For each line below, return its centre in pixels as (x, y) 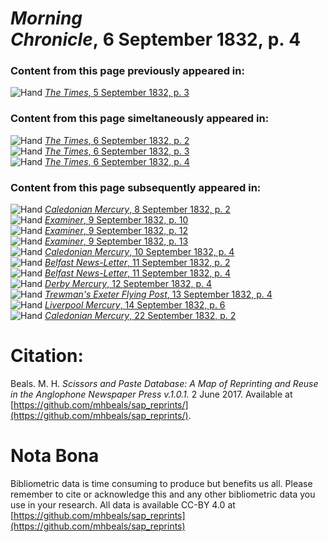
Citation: (47, 356)
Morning (46, 18)
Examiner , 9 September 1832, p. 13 (116, 241)
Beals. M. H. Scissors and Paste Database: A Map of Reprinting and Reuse (164, 384)
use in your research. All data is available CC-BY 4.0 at (123, 504)
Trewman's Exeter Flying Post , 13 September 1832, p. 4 (158, 294)
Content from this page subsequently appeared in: (136, 187)
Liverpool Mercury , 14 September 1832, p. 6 (135, 305)
